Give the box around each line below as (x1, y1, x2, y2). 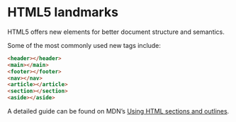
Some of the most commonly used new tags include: (7, 41, 162, 49)
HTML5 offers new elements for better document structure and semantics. (7, 28, 225, 36)
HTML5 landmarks (7, 4, 119, 20)
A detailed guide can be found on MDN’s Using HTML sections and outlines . (7, 107, 230, 116)
